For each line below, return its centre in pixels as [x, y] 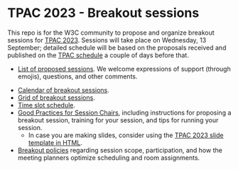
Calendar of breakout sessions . [64, 90]
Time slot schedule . [47, 105]
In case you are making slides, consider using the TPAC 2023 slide [126, 135]
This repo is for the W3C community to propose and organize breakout [111, 33]
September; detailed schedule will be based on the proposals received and [117, 47]
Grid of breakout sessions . [56, 98]
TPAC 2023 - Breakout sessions [103, 13]
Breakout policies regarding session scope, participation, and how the [120, 150]
